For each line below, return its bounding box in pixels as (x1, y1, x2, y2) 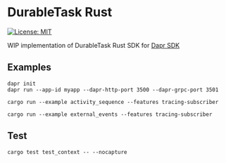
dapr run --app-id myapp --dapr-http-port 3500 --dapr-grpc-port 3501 (7, 86, 219, 93)
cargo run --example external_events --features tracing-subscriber (7, 110, 213, 118)
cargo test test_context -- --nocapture (7, 148, 128, 155)
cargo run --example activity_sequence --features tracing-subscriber (7, 98, 219, 105)
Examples (7, 61, 51, 74)
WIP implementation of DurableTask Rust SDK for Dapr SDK (7, 41, 180, 49)
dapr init (7, 80, 37, 87)
